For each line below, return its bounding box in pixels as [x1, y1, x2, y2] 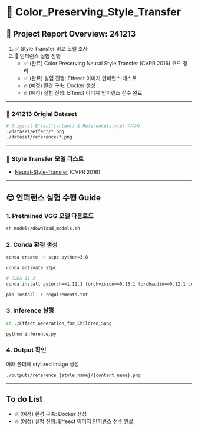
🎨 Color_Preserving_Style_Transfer [6, 5, 181, 19]
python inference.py [6, 331, 57, 337]
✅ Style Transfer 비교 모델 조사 [14, 45, 88, 52]
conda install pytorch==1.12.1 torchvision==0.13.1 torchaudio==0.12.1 [6, 281, 186, 287]
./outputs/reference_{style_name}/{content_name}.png [6, 372, 141, 378]
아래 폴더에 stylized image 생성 [6, 360, 80, 368]
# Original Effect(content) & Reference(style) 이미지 [6, 123, 140, 129]
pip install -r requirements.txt [6, 292, 88, 297]
